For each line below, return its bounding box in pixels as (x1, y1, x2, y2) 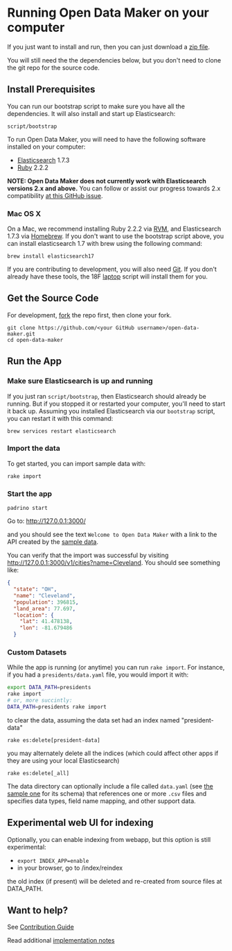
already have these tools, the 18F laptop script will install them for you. (7, 272, 208, 281)
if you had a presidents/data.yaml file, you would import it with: (7, 670, 189, 679)
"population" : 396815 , (13, 599, 79, 606)
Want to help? (7, 904, 69, 916)
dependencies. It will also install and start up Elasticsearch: (7, 109, 176, 117)
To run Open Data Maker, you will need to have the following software (7, 135, 206, 143)
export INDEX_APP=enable (17, 857, 89, 864)
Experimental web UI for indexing (7, 817, 154, 829)
